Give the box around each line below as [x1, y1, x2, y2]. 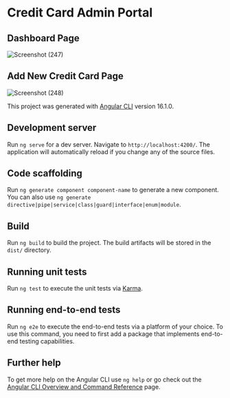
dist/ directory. [7, 246, 51, 254]
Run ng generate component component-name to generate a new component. [7, 186, 220, 194]
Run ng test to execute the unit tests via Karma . [7, 284, 143, 293]
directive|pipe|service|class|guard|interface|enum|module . [7, 200, 181, 209]
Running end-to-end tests [7, 304, 121, 316]
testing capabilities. [19, 337, 75, 345]
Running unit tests [7, 266, 87, 277]
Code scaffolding [7, 167, 82, 180]
